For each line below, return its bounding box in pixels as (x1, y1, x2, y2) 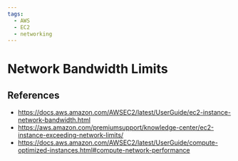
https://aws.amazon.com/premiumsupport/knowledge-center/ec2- (17, 123, 214, 132)
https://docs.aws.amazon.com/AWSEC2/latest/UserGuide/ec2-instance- (17, 108, 232, 117)
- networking (14, 30, 53, 38)
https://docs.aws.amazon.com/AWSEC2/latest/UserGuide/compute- (17, 138, 219, 147)
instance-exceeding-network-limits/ (17, 131, 124, 140)
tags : (7, 10, 24, 18)
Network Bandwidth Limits (7, 61, 169, 77)
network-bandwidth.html (17, 115, 91, 125)
